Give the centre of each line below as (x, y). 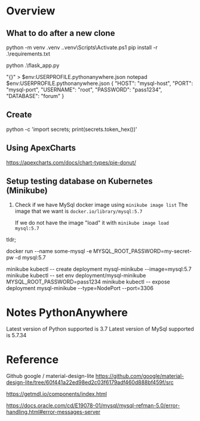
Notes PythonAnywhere (67, 312)
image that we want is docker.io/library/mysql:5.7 (79, 211)
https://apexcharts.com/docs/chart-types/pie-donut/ (71, 162)
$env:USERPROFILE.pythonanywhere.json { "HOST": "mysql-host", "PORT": (100, 83)
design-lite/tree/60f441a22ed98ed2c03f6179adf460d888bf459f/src (90, 382)
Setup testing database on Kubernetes (80, 181)
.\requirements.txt (28, 54)
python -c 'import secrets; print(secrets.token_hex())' (72, 129)
